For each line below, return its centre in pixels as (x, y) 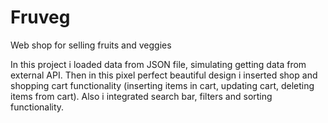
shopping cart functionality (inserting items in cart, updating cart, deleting (162, 85)
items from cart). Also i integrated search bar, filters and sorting (141, 96)
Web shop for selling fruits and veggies (91, 45)
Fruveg (40, 17)
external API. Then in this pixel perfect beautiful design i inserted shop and (164, 75)
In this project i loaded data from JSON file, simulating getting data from (158, 64)
